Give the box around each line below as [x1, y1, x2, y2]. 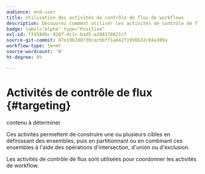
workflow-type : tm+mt [6, 43, 62, 49]
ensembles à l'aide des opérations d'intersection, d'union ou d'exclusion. [6, 144, 190, 151]
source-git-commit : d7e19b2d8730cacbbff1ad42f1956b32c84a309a [6, 37, 168, 43]
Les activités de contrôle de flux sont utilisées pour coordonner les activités [6, 155, 197, 162]
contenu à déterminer [6, 119, 61, 126]
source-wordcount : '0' [6, 49, 64, 55]
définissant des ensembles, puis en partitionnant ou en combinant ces [6, 137, 183, 144]
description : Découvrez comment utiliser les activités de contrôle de [6, 20, 192, 26]
